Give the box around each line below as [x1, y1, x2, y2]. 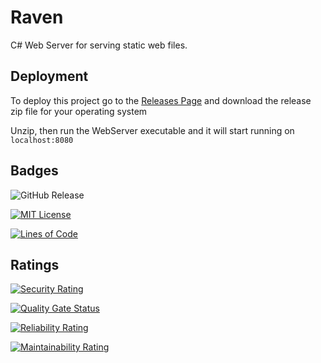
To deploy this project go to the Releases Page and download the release [10, 94, 312, 106]
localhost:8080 [10, 135, 74, 145]
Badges [10, 162, 59, 180]
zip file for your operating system [10, 105, 148, 117]
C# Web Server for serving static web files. [10, 39, 188, 51]
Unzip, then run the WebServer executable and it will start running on [10, 124, 295, 136]
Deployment [10, 68, 89, 85]
